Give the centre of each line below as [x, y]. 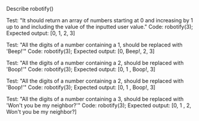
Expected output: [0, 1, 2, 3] [41, 33]
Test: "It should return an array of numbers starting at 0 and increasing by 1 [100, 20]
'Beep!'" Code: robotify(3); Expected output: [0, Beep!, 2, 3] [81, 51]
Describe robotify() [30, 9]
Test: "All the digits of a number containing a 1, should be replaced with [94, 45]
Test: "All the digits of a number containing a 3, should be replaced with [95, 99]
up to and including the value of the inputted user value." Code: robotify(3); [100, 27]
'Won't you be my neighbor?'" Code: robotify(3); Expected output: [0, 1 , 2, [99, 105]
